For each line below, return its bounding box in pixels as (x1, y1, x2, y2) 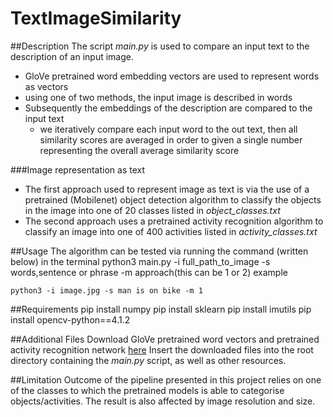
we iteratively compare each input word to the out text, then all (39, 123, 298, 135)
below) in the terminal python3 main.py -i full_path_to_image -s (10, 255, 271, 267)
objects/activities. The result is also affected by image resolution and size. (10, 395, 316, 407)
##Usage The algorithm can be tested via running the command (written (10, 245, 309, 257)
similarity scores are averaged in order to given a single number (39, 133, 303, 146)
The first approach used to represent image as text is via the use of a (24, 183, 310, 195)
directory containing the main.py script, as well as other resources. (10, 354, 287, 366)
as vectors (24, 80, 69, 92)
